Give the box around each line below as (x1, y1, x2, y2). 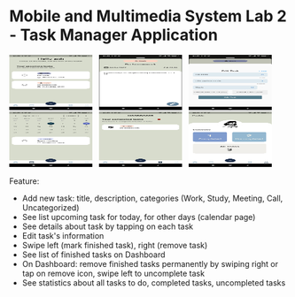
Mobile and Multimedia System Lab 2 (9, 6, 287, 27)
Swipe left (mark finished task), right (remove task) (21, 240, 208, 250)
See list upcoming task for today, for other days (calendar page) (21, 211, 256, 222)
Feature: (9, 175, 40, 187)
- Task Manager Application (9, 25, 219, 45)
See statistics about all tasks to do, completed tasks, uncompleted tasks (21, 277, 286, 288)
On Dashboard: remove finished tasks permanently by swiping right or (21, 258, 279, 269)
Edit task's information (21, 230, 105, 240)
